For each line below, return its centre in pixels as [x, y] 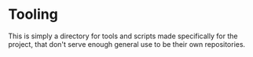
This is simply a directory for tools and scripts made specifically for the [123, 36]
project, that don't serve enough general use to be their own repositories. [127, 44]
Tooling [33, 14]
